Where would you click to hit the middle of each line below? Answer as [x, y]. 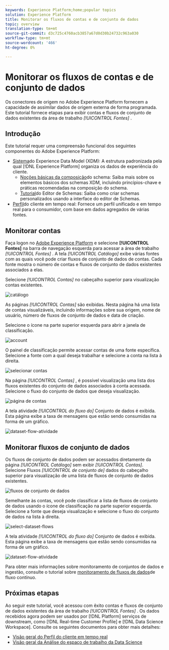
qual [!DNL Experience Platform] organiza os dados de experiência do [85, 166]
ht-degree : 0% [20, 48]
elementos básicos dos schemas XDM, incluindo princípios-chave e [91, 183]
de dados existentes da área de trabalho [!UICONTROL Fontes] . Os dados [82, 611]
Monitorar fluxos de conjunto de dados [68, 447]
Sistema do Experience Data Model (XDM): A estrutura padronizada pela [87, 161]
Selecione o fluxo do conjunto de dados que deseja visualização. [73, 391]
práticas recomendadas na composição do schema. [74, 188]
